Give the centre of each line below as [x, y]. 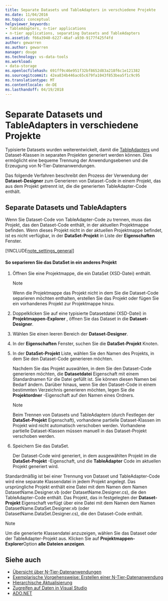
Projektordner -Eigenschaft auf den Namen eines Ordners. [73, 395]
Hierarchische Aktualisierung [42, 583]
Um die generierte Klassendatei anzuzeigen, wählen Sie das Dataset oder [81, 533]
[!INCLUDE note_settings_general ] [40, 251]
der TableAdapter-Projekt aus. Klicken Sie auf [52, 539]
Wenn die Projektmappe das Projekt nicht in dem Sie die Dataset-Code [86, 293]
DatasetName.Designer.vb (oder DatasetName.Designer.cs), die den [76, 492]
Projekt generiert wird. [36, 466]
